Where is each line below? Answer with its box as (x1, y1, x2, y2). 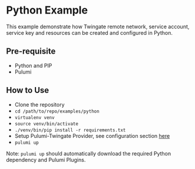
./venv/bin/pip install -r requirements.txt (14, 127, 126, 133)
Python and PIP (14, 62, 52, 69)
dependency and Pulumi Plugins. (6, 156, 86, 163)
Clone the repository (14, 101, 65, 108)
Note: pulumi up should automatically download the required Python (6, 150, 171, 157)
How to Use (6, 85, 49, 95)
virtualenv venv (14, 114, 55, 121)
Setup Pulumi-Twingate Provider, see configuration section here (14, 132, 170, 139)
